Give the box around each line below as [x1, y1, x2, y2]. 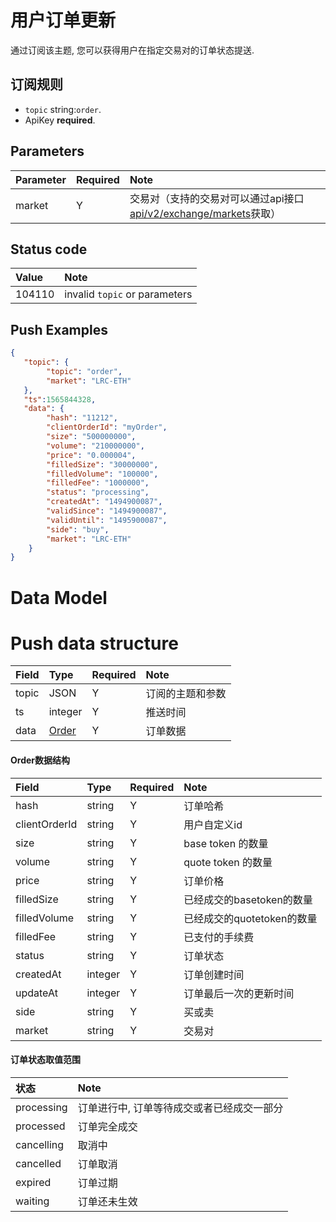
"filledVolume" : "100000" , [46, 469, 159, 479]
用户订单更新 [10, 9, 117, 32]
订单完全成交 [77, 1119, 138, 1133]
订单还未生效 [77, 1194, 138, 1208]
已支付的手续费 [183, 930, 255, 944]
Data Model [10, 586, 108, 609]
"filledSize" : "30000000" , [46, 459, 159, 470]
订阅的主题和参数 [145, 687, 227, 701]
